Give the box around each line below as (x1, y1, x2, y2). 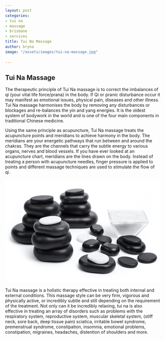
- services (5, 34, 28, 39)
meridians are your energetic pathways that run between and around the (5, 138, 153, 144)
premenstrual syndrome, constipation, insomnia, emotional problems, (5, 324, 146, 330)
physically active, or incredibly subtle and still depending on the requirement (5, 298, 160, 304)
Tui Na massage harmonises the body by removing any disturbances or (5, 102, 150, 108)
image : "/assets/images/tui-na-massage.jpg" (5, 49, 98, 54)
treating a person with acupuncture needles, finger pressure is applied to (5, 159, 154, 165)
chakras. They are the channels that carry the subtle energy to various (5, 143, 148, 149)
